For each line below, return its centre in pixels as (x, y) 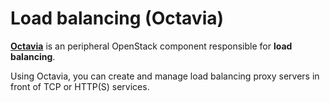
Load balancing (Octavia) (117, 18)
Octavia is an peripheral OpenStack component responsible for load (151, 46)
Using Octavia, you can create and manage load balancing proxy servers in (165, 76)
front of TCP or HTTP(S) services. (80, 86)
